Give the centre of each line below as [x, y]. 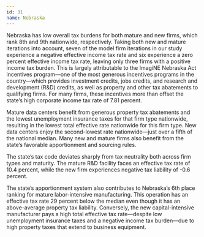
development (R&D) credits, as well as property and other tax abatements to [102, 87]
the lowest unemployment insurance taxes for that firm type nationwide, [97, 118]
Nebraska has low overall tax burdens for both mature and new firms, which [102, 35]
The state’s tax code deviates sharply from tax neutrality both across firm [99, 156]
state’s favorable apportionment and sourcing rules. [71, 145]
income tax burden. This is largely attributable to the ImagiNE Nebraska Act [101, 67]
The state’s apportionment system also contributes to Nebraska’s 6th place [101, 188]
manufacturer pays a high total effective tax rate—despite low [84, 214]
